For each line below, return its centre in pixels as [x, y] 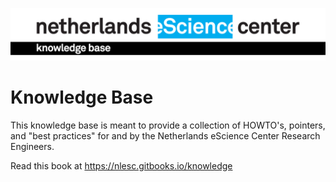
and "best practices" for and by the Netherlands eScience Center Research [165, 135]
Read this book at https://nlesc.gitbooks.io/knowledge [121, 165]
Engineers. [32, 146]
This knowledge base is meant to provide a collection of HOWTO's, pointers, [168, 125]
